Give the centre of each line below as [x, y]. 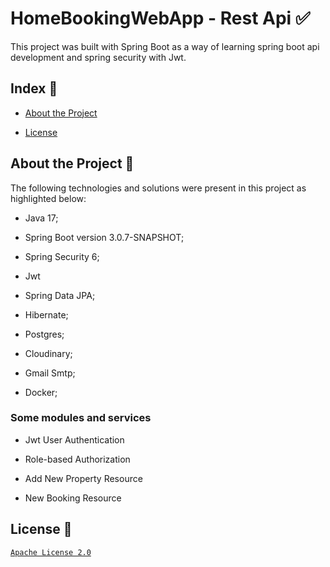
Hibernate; [46, 314]
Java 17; [41, 218]
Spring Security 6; [62, 256]
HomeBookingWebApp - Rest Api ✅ [160, 18]
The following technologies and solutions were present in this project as [158, 188]
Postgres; [44, 334]
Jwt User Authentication [74, 439]
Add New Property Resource [83, 478]
